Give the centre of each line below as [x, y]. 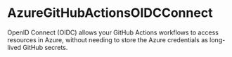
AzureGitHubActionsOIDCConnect [110, 13]
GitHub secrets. [45, 47]
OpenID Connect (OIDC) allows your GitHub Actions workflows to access [113, 32]
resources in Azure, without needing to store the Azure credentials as [108, 39]
